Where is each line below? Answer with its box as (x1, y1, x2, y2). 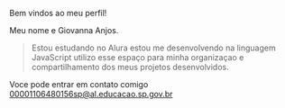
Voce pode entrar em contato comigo (9, 79, 149, 89)
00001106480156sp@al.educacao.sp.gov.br (9, 89, 173, 99)
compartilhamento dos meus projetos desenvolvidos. (31, 62, 229, 72)
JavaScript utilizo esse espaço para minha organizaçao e (31, 52, 244, 62)
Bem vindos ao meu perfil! (9, 8, 107, 18)
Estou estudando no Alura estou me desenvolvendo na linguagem (31, 42, 277, 53)
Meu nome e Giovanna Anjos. (9, 25, 119, 35)
